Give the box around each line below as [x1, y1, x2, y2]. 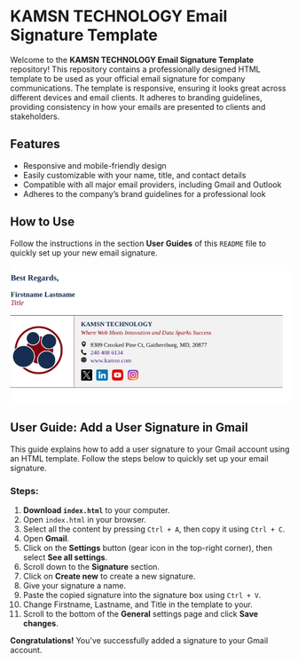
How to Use [10, 215, 75, 230]
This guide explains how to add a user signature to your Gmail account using [10, 444, 290, 454]
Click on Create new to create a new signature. [22, 571, 196, 582]
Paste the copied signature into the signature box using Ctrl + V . [22, 590, 262, 601]
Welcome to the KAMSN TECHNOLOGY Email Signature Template [10, 54, 255, 65]
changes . [22, 619, 59, 629]
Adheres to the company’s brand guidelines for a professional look [22, 188, 266, 199]
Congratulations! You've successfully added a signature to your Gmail [10, 635, 269, 646]
